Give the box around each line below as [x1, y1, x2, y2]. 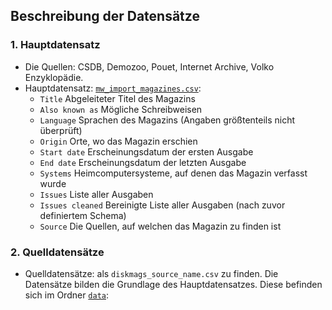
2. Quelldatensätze [10, 245, 105, 259]
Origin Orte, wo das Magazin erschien [39, 135, 198, 147]
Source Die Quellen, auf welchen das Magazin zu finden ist [39, 220, 282, 232]
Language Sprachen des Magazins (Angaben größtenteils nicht [39, 114, 296, 126]
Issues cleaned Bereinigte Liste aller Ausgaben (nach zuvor [39, 199, 286, 211]
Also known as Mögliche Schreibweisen [39, 103, 203, 115]
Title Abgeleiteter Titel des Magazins [39, 92, 196, 104]
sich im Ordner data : [24, 289, 110, 301]
